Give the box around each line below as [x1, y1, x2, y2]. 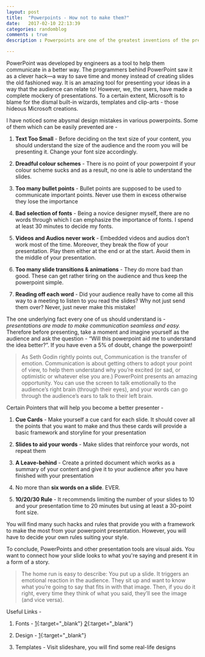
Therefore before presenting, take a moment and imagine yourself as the [6, 328, 189, 336]
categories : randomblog [6, 26, 67, 32]
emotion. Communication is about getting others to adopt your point [21, 360, 192, 367]
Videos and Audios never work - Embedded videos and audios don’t [15, 235, 190, 241]
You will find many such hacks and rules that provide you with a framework [6, 521, 195, 527]
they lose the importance [15, 198, 78, 205]
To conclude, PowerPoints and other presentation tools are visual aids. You [6, 545, 195, 552]
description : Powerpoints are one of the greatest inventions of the [6, 37, 190, 43]
